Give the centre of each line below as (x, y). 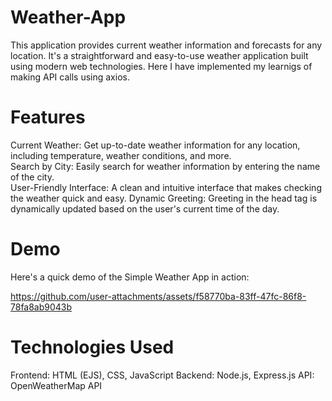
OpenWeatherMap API (56, 385)
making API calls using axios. (70, 77)
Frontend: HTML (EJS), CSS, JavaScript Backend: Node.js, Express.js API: (162, 375)
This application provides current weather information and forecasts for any (166, 45)
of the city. (32, 177)
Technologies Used (92, 347)
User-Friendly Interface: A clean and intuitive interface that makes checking (166, 187)
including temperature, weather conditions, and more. (121, 155)
